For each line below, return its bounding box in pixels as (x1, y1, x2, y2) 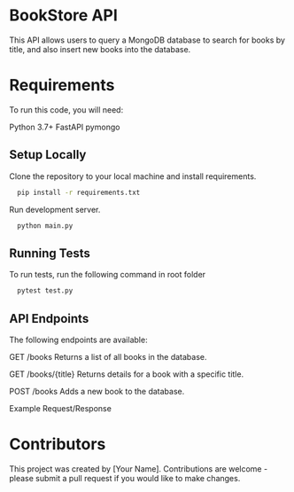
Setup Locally (9, 147, 87, 162)
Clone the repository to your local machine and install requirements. (9, 170, 257, 182)
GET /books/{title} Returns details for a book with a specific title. (9, 369, 244, 379)
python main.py (17, 221, 73, 230)
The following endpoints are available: (9, 334, 148, 345)
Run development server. (9, 204, 101, 215)
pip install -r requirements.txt (17, 188, 141, 197)
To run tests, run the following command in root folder (9, 269, 206, 280)
